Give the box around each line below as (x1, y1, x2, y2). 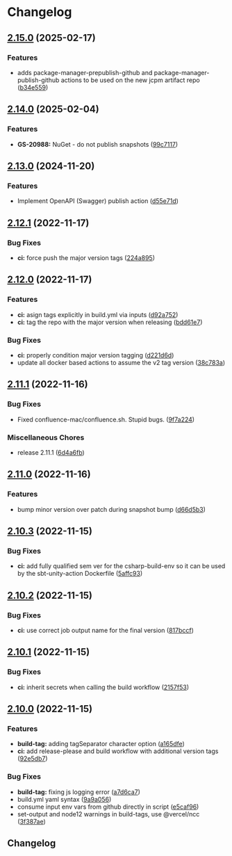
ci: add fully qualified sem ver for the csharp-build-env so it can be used (17, 562, 226, 570)
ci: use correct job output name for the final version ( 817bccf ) (17, 626, 194, 634)
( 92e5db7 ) (17, 754, 48, 763)
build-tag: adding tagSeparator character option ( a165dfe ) (17, 740, 185, 748)
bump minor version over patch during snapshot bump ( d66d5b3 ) (17, 505, 206, 513)
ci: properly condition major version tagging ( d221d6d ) (17, 350, 174, 359)
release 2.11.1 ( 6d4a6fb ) (17, 448, 85, 456)
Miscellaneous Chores (7, 433, 85, 442)
